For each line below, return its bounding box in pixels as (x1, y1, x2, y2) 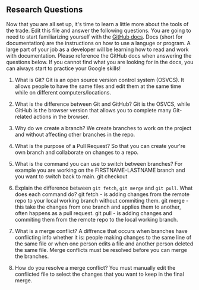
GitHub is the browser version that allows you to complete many (14, 106, 172, 114)
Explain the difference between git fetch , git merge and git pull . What (14, 184, 193, 191)
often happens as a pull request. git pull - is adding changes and (14, 209, 173, 216)
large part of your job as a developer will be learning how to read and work (6, 46, 189, 53)
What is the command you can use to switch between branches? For (14, 160, 183, 167)
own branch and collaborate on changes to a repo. (14, 149, 138, 156)
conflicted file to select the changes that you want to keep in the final (14, 270, 184, 278)
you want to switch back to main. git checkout (14, 172, 128, 180)
